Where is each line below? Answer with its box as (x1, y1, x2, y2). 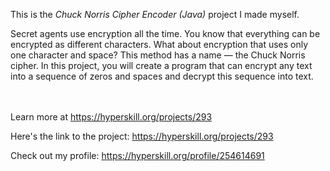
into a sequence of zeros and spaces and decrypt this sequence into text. (10, 70, 314, 82)
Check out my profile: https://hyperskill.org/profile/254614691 (10, 150, 265, 161)
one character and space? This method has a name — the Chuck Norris (10, 49, 306, 61)
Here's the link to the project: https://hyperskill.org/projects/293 (10, 130, 274, 142)
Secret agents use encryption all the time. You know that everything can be (10, 28, 321, 39)
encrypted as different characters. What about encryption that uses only (10, 39, 309, 50)
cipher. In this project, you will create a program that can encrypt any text (10, 60, 313, 71)
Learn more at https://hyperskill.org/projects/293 (10, 111, 213, 123)
